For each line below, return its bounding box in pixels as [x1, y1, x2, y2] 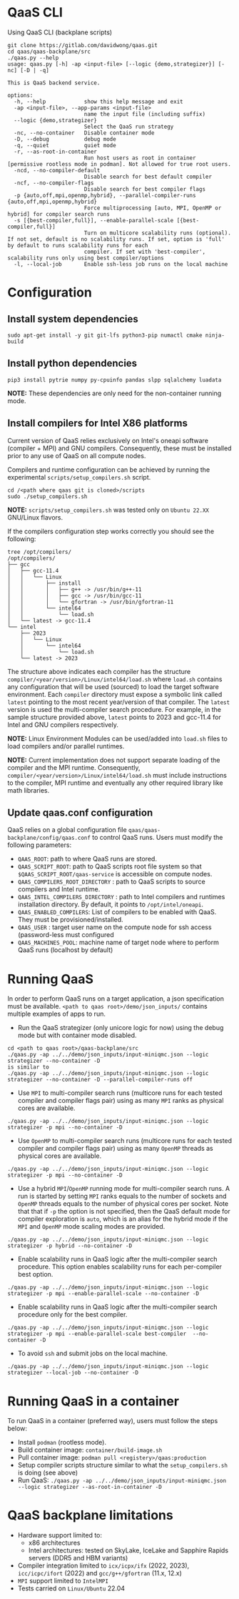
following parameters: [7, 841, 72, 849]
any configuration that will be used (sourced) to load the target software [7, 682, 219, 690]
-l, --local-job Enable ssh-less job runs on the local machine [14, 260, 228, 268]
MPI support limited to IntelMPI [17, 1577, 109, 1585]
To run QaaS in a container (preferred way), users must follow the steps [7, 1417, 218, 1425]
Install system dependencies [7, 312, 139, 325]
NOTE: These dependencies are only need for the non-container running [7, 389, 222, 397]
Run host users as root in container [83, 154, 196, 162]
